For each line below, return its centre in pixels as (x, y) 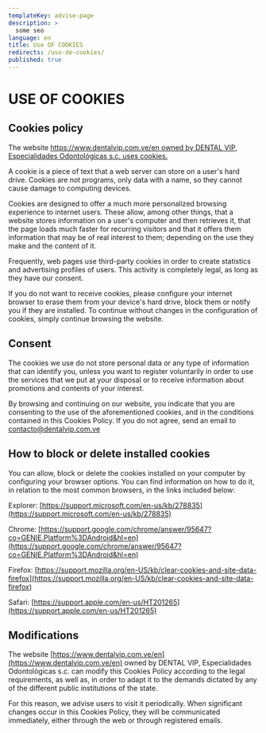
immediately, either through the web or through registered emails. (116, 720)
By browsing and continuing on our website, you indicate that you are (122, 403)
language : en (30, 38)
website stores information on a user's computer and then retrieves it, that (130, 220)
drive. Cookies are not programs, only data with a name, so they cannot (125, 179)
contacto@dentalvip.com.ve (54, 429)
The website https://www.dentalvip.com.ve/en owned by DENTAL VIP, (123, 147)
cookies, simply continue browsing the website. (86, 318)
